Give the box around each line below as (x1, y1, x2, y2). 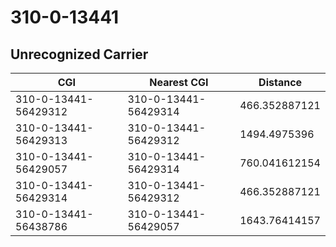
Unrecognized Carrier (10, 46, 149, 63)
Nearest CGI (149, 76, 209, 89)
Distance (258, 76, 303, 89)
